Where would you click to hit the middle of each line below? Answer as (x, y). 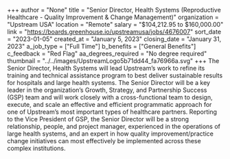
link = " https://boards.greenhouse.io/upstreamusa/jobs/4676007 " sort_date (114, 32)
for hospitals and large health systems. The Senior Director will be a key (109, 83)
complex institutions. (36, 148)
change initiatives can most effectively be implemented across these (104, 141)
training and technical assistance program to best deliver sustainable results (115, 75)
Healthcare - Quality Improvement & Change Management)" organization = (113, 17)
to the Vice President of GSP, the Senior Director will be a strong (98, 119)
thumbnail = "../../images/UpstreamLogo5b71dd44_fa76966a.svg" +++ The (113, 61)
